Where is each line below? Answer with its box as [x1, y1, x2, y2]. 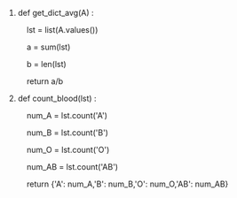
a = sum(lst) [26, 42, 71, 52]
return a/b [26, 76, 64, 87]
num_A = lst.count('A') [26, 110, 108, 120]
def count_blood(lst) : [17, 93, 97, 103]
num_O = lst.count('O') [26, 145, 110, 155]
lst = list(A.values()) [26, 25, 99, 34]
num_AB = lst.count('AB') [26, 162, 118, 171]
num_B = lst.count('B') [26, 127, 109, 138]
